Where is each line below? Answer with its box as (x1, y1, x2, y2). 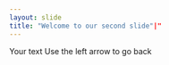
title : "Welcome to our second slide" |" (9, 21, 163, 30)
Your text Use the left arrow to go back (9, 45, 152, 56)
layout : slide (9, 12, 63, 22)
